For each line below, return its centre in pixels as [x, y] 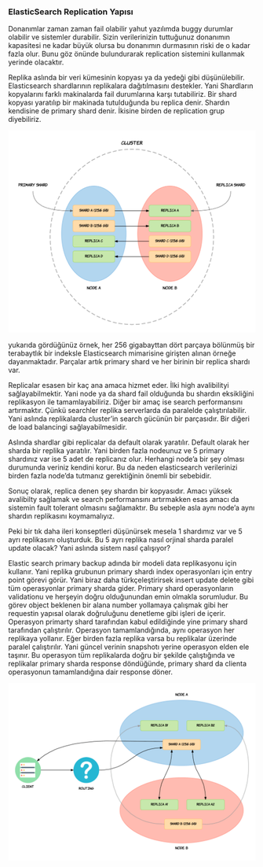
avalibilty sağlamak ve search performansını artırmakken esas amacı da [124, 500]
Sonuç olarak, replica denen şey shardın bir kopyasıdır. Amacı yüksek [121, 491]
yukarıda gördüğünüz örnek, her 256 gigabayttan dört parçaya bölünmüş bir [131, 345]
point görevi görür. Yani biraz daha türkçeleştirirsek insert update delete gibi [131, 580]
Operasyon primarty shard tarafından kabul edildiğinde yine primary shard [128, 622]
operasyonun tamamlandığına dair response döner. [91, 672]
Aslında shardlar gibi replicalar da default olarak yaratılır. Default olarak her [129, 442]
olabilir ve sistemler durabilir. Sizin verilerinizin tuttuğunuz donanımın [119, 37]
